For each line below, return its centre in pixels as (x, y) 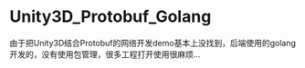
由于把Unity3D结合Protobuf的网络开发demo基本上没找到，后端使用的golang (153, 43)
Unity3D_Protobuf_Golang (110, 17)
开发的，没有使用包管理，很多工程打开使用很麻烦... (105, 54)
